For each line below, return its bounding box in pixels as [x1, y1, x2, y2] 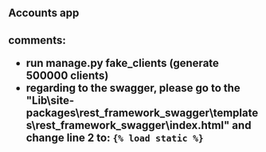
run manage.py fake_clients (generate [25, 56, 219, 70]
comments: [8, 33, 66, 47]
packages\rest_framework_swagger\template [25, 106, 259, 119]
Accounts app [8, 6, 80, 20]
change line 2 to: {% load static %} [25, 131, 205, 144]
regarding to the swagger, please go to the [25, 81, 241, 95]
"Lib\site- [25, 93, 74, 107]
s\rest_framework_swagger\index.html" [25, 119, 230, 132]
